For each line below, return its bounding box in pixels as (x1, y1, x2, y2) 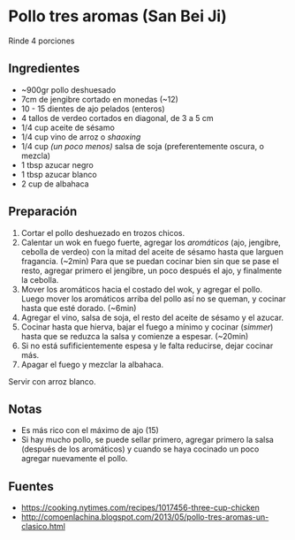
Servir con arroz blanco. (8, 376, 96, 386)
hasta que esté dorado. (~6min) (20, 302, 137, 313)
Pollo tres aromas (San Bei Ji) (8, 6, 227, 27)
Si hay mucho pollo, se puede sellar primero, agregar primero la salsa (20, 435, 275, 445)
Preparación (8, 204, 78, 219)
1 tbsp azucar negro (20, 159, 95, 170)
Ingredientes (8, 61, 80, 76)
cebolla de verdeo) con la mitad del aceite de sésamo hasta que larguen (20, 246, 284, 257)
